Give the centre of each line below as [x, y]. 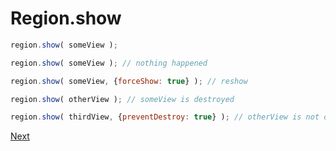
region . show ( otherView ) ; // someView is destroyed [122, 99]
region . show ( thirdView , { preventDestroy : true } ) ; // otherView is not [165, 117]
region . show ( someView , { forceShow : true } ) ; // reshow [129, 81]
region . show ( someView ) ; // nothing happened [109, 63]
